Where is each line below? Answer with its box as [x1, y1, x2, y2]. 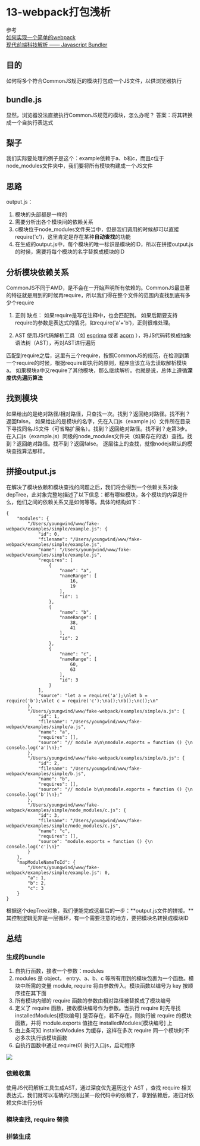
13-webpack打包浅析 [6, 5, 111, 19]
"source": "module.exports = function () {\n [37, 838, 153, 844]
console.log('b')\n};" [6, 791, 62, 798]
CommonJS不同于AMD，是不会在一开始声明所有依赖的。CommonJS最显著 [6, 284, 190, 291]
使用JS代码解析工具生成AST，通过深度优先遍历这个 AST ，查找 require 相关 [6, 1084, 192, 1091]
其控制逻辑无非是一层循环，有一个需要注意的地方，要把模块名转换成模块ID [6, 914, 189, 922]
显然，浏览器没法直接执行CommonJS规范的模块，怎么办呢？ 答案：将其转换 [6, 111, 193, 118]
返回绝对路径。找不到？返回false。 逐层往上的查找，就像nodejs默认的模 [16, 440, 192, 447]
